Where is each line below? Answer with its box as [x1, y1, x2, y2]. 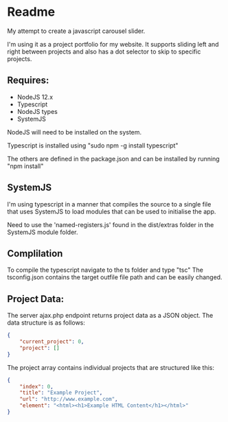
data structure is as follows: [7, 318, 86, 327]
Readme [7, 4, 56, 20]
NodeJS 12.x [16, 93, 54, 101]
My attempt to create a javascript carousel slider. [7, 27, 146, 35]
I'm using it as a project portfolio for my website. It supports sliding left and [7, 40, 219, 48]
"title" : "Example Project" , [19, 389, 103, 397]
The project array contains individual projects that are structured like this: [7, 363, 215, 371]
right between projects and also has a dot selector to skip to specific [7, 47, 201, 56]
